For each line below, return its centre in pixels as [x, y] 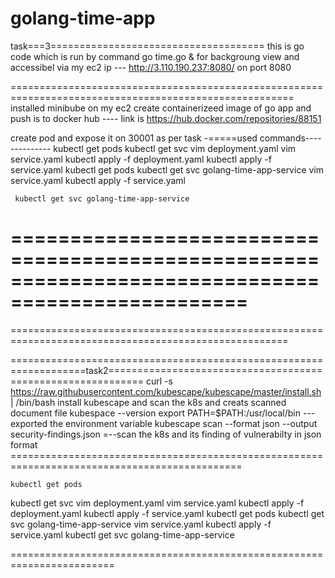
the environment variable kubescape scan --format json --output [183, 423]
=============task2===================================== [166, 370]
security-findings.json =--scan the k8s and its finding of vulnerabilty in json [166, 434]
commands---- [290, 138]
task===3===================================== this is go [157, 46]
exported [29, 423]
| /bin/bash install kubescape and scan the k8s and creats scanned [148, 402]
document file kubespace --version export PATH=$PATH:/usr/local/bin [155, 413]
